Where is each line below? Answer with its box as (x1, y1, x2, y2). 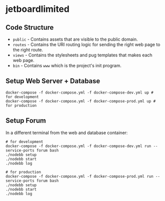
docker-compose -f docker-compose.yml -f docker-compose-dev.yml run (5, 144, 152, 149)
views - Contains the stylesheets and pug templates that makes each (12, 52, 153, 58)
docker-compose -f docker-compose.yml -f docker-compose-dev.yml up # (5, 90, 154, 95)
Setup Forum (5, 116, 46, 125)
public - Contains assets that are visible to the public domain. (12, 36, 138, 42)
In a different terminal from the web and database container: (5, 130, 128, 136)
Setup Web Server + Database (5, 77, 100, 85)
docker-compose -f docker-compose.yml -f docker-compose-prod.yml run (5, 174, 154, 179)
